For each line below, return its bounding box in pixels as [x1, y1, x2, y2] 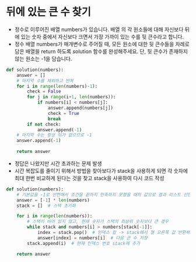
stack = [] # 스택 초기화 [16, 203, 76, 209]
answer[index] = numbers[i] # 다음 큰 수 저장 [37, 235, 148, 241]
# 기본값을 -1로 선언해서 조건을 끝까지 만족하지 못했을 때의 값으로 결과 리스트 [16, 192, 181, 198]
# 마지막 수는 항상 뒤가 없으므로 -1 [16, 132, 92, 138]
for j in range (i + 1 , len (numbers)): [27, 94, 116, 100]
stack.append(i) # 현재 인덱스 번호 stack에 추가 [27, 240, 141, 246]
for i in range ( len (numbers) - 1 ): [16, 83, 98, 89]
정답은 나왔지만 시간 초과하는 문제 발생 [14, 159, 102, 167]
